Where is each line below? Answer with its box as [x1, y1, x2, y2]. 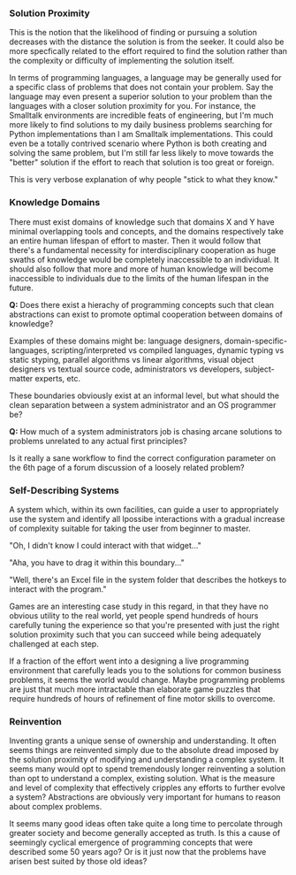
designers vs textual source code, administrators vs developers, [9, 364, 243, 374]
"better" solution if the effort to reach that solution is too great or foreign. [9, 157, 275, 168]
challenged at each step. [9, 638, 99, 649]
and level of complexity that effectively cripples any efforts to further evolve [9, 782, 285, 794]
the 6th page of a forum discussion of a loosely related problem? [9, 462, 245, 472]
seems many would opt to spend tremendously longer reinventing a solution [9, 764, 285, 774]
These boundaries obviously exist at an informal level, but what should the [9, 390, 280, 401]
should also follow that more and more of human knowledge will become [9, 264, 274, 274]
